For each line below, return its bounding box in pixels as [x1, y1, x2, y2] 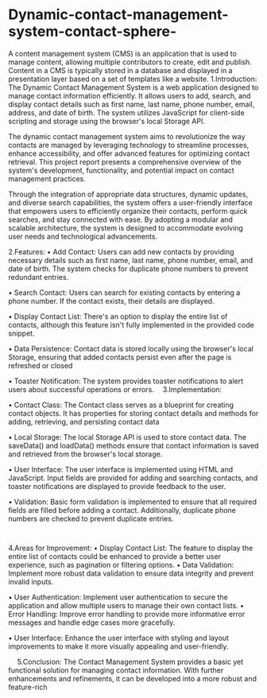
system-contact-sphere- [8, 22, 177, 41]
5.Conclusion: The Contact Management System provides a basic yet [17, 657, 244, 666]
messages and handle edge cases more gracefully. [8, 618, 176, 627]
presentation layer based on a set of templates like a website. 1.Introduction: [8, 74, 257, 83]
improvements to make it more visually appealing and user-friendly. [8, 642, 229, 651]
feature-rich [8, 682, 48, 692]
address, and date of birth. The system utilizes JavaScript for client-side [8, 107, 245, 117]
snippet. [8, 328, 35, 338]
